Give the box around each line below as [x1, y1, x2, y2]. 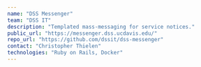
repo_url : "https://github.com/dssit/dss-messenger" [7, 36, 164, 43]
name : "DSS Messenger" [7, 10, 73, 17]
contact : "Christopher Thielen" [7, 43, 101, 50]
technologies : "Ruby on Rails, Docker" [7, 50, 124, 57]
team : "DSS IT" [7, 17, 52, 24]
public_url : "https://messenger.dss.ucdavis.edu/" [7, 29, 158, 37]
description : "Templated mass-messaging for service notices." [7, 23, 195, 30]
